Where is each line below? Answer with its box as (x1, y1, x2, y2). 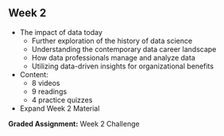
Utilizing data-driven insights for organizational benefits (31, 61, 214, 71)
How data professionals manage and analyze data (31, 52, 196, 62)
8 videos (31, 78, 60, 87)
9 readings (31, 87, 68, 96)
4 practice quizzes (31, 95, 93, 104)
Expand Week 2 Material (19, 103, 100, 113)
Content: (19, 69, 49, 79)
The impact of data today (19, 27, 103, 37)
